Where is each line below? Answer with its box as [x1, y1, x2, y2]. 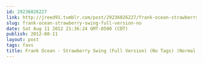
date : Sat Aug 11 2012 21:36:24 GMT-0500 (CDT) [6, 25, 129, 32]
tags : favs [6, 43, 34, 49]
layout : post [6, 37, 39, 43]
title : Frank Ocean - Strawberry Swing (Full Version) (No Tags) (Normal [6, 48, 196, 54]
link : [6, 14, 20, 20]
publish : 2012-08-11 [6, 31, 59, 37]
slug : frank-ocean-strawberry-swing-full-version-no [6, 20, 142, 26]
